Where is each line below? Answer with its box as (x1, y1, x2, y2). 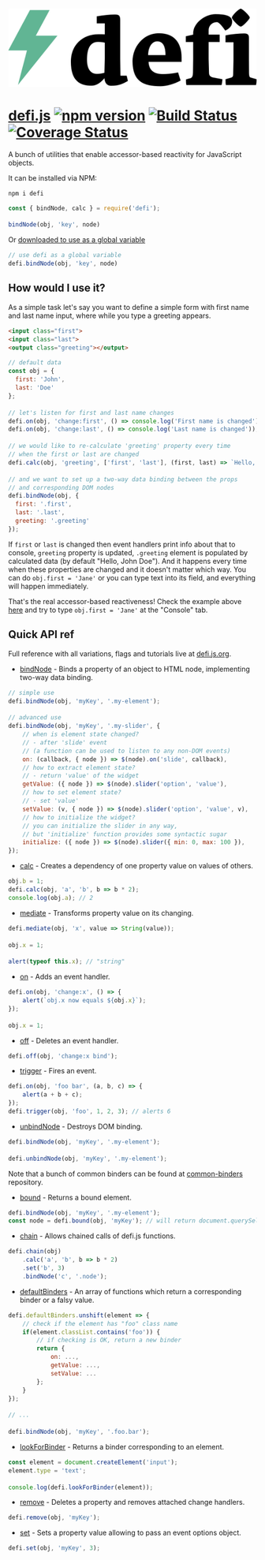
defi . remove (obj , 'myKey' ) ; (8, 1513, 101, 1522)
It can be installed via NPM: (8, 173, 97, 182)
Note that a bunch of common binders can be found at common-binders (8, 1169, 243, 1178)
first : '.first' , (15, 500, 73, 509)
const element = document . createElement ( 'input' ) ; (8, 1458, 178, 1466)
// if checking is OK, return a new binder (36, 1336, 181, 1345)
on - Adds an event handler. (19, 972, 110, 982)
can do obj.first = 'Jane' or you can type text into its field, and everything (8, 573, 256, 582)
